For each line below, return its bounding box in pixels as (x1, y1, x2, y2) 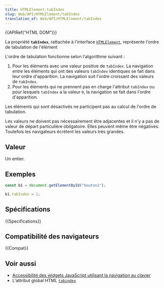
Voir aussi (5, 259, 36, 267)
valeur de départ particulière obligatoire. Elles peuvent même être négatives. (5, 123, 160, 129)
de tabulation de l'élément (5, 44, 58, 50)
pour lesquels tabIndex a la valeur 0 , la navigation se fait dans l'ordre (12, 89, 151, 95)
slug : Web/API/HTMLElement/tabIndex (5, 12, 80, 17)
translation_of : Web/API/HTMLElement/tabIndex (5, 16, 102, 21)
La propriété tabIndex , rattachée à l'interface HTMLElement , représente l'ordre (5, 39, 159, 45)
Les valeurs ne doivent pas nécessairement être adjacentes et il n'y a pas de (5, 118, 160, 124)
